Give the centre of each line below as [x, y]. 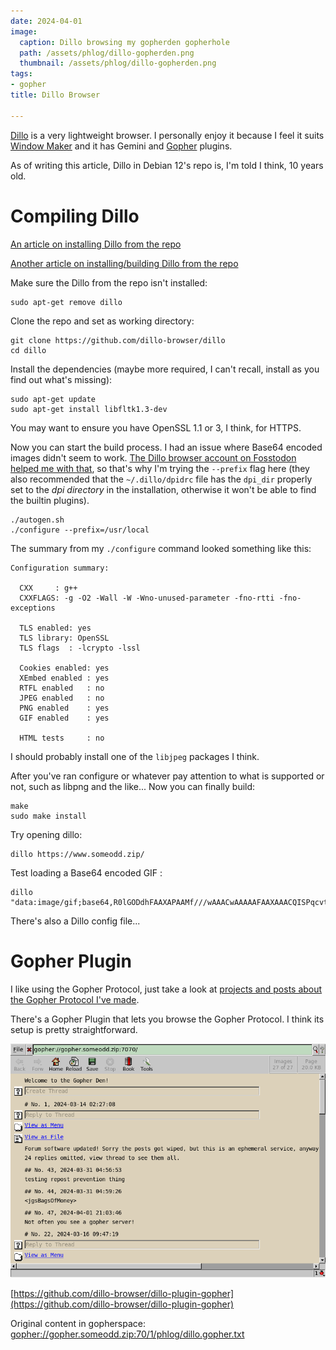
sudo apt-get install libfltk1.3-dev [89, 409]
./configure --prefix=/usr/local [80, 530]
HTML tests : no [62, 738]
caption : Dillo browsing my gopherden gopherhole [124, 42]
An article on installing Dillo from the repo [96, 244]
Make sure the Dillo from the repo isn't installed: [109, 282]
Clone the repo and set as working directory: [102, 321]
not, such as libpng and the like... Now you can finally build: [133, 786]
